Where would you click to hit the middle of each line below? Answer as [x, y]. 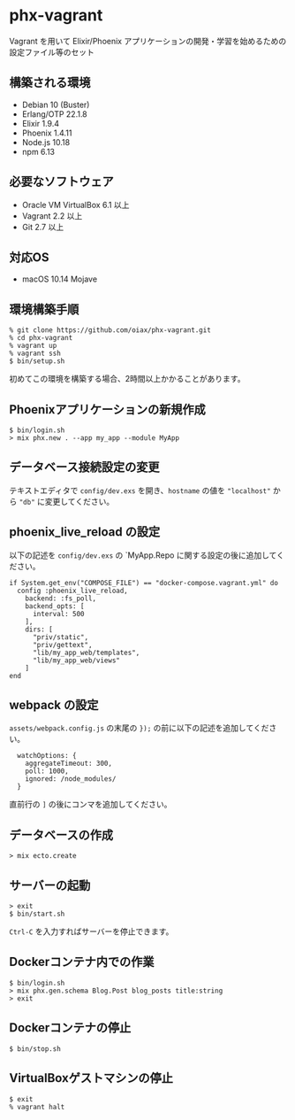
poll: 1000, [47, 771]
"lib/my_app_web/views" [76, 660]
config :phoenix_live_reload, [72, 591]
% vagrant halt [37, 1107]
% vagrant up [33, 346]
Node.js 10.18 [46, 142]
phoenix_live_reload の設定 [85, 532]
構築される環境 [50, 83]
